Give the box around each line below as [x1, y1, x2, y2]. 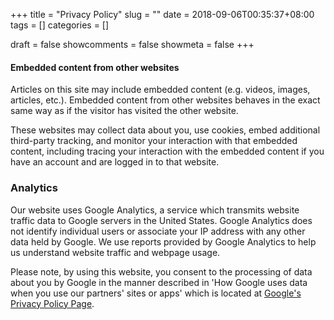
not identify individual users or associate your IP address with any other [10, 225, 306, 237]
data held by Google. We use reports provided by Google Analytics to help [10, 235, 317, 248]
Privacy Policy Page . [10, 297, 95, 309]
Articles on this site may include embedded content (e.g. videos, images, [10, 84, 311, 96]
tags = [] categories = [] [10, 19, 110, 31]
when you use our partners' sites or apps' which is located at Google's [10, 287, 302, 299]
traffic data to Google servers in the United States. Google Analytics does [10, 214, 313, 226]
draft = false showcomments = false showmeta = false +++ [10, 39, 255, 50]
